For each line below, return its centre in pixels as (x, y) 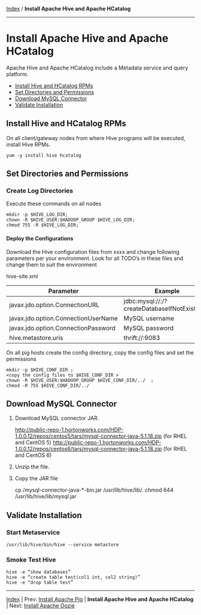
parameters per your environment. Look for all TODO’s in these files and (95, 258)
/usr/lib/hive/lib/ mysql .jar (45, 496)
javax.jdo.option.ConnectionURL (54, 305)
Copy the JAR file (36, 478)
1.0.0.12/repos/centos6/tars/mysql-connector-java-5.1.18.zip (89, 449)
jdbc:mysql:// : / (144, 301)
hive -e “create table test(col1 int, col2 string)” (73, 577)
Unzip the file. (32, 467)
